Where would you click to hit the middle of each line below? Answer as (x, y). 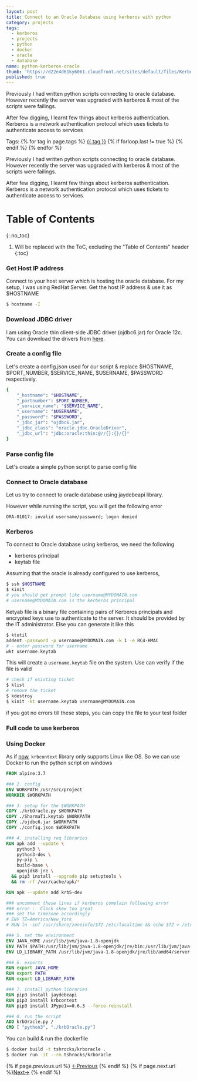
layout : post (22, 11)
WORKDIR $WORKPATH (28, 795)
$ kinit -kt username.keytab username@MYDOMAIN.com (70, 701)
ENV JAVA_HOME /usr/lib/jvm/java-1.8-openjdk (62, 941)
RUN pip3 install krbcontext (42, 1000)
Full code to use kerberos (43, 728)
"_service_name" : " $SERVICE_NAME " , (60, 406)
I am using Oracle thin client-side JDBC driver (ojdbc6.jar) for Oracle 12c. (94, 332)
